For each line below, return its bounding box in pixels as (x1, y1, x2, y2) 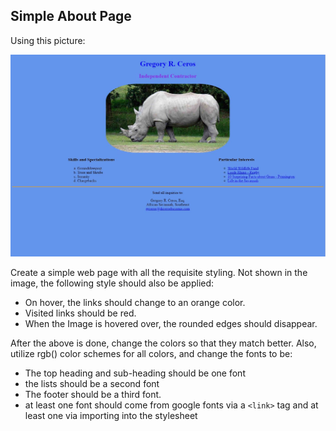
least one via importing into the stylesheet (24, 410, 198, 422)
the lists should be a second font (24, 378, 160, 390)
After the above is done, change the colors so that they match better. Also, (10, 337, 317, 349)
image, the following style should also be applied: (10, 277, 215, 289)
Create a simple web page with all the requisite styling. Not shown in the (10, 267, 308, 279)
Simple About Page (10, 8, 132, 25)
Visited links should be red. (24, 307, 137, 319)
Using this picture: (10, 34, 86, 46)
